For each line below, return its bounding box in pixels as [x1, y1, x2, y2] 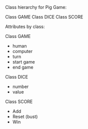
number [12, 83, 29, 89]
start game [12, 59, 35, 64]
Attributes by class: [5, 23, 45, 29]
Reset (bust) [12, 113, 38, 119]
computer [12, 48, 33, 54]
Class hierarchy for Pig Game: [5, 4, 67, 10]
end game [12, 64, 33, 70]
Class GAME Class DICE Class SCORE [5, 14, 83, 19]
